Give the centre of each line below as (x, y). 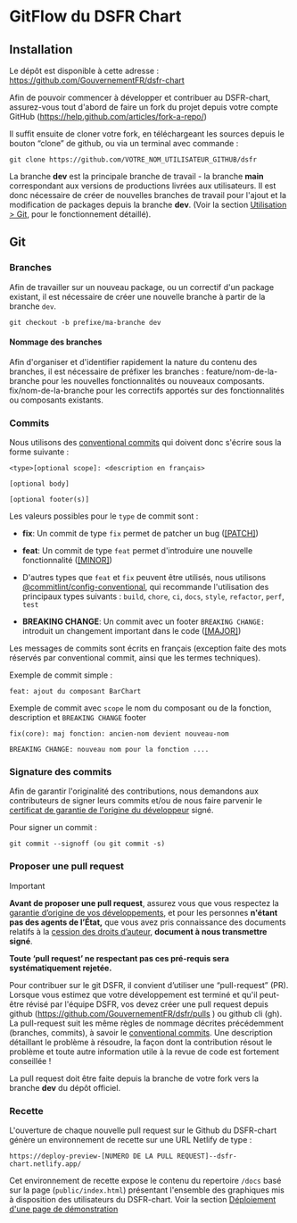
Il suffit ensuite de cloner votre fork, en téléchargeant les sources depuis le (147, 134)
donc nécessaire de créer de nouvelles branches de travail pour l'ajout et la (148, 195)
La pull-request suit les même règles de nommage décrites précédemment (146, 1023)
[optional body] (39, 484)
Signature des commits (61, 772)
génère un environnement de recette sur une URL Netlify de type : (131, 1140)
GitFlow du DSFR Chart (95, 17)
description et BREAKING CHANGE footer (78, 718)
